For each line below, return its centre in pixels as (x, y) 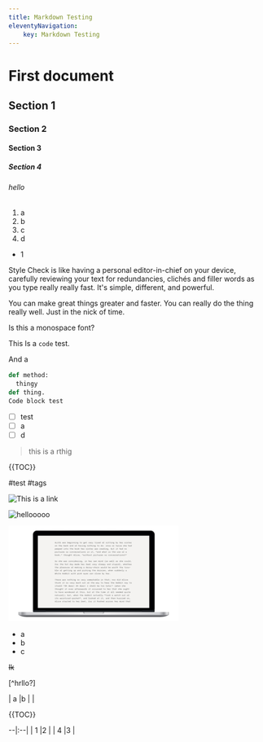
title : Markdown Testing (50, 17)
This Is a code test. (39, 344)
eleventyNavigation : (44, 26)
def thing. (27, 392)
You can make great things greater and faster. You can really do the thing (131, 303)
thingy (27, 384)
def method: (28, 375)
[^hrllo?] (22, 683)
